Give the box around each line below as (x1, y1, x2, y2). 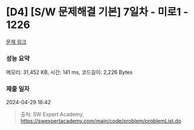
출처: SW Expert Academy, (20, 111, 84, 118)
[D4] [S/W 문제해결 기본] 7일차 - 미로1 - (6, 5, 189, 19)
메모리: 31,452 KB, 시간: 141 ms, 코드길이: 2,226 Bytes (6, 69, 133, 76)
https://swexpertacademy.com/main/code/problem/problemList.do (20, 117, 182, 124)
